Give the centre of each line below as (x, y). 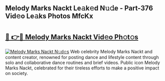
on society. (17, 73)
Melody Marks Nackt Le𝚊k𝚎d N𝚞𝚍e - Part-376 (79, 8)
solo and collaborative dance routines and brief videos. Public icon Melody (82, 63)
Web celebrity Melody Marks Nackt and (111, 52)
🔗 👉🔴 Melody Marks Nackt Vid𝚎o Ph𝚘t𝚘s (72, 37)
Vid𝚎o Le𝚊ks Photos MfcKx (49, 16)
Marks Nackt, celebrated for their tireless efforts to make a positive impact (82, 68)
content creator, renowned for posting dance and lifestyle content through (82, 57)
